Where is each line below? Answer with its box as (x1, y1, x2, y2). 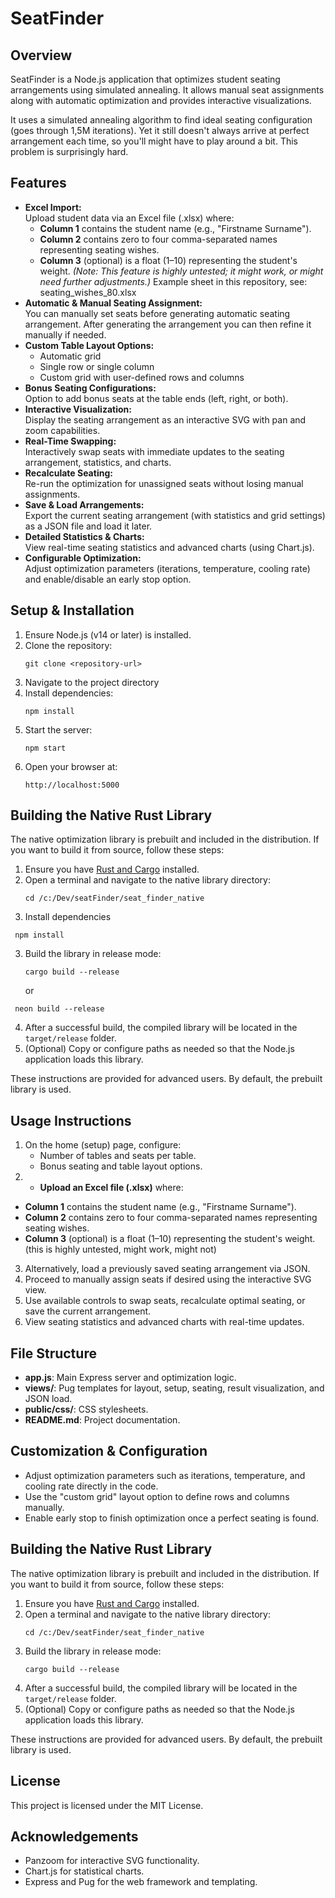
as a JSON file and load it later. (24, 520, 153, 532)
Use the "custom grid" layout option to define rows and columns (24, 1490, 290, 1502)
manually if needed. (24, 328, 107, 341)
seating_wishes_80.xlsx (39, 286, 137, 298)
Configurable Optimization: (24, 552, 142, 564)
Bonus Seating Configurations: (24, 382, 157, 394)
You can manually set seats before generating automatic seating (24, 307, 291, 319)
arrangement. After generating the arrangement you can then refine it (24, 318, 312, 330)
